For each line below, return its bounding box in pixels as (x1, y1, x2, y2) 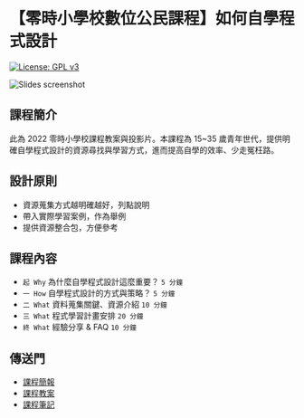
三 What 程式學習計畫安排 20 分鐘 (22, 310, 144, 321)
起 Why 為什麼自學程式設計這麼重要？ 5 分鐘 (22, 277, 184, 288)
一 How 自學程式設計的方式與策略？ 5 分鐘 (22, 288, 176, 299)
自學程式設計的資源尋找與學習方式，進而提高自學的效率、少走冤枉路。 (16, 144, 279, 155)
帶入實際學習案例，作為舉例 (22, 210, 127, 222)
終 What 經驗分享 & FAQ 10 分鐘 (22, 322, 138, 333)
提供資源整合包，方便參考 (22, 222, 119, 233)
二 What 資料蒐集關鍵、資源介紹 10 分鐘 (22, 299, 167, 310)
